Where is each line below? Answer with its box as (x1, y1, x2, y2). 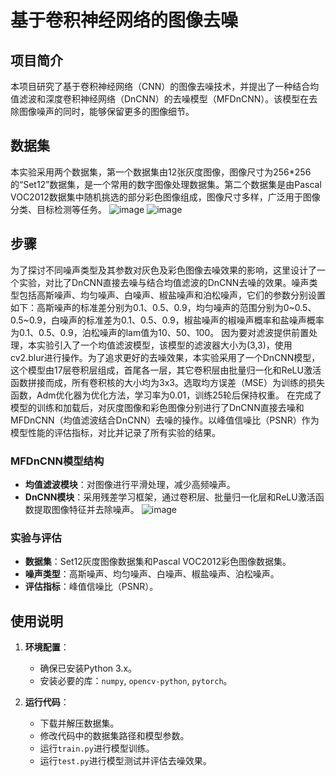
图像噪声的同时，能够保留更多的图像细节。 (18, 106, 195, 117)
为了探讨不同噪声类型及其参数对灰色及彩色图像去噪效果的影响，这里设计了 (10, 264, 317, 276)
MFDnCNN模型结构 (10, 454, 105, 468)
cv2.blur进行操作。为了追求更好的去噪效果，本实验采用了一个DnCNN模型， (10, 351, 321, 363)
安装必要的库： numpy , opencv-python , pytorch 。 (39, 675, 233, 687)
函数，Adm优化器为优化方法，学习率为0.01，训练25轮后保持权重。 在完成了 (10, 389, 322, 401)
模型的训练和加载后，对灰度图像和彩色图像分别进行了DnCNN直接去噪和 (10, 401, 305, 413)
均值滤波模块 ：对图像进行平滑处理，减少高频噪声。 (24, 478, 236, 490)
